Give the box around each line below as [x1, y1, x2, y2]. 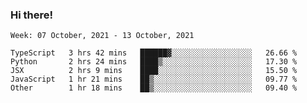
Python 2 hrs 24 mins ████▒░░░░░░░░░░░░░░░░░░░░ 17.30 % [10, 57, 298, 67]
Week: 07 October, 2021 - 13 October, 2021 [10, 31, 195, 41]
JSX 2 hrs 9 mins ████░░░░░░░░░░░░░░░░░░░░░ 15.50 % [10, 66, 298, 76]
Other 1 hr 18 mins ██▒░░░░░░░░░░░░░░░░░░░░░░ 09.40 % [10, 83, 298, 93]
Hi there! [10, 8, 54, 22]
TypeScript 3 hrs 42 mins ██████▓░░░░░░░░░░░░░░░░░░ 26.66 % [10, 48, 298, 58]
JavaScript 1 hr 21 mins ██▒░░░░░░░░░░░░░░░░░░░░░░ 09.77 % [10, 74, 298, 85]
